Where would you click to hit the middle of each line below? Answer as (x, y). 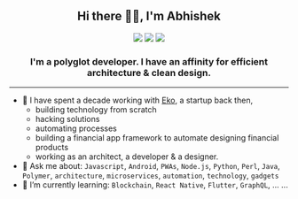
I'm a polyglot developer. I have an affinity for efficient (149, 61)
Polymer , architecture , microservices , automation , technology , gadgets (150, 176)
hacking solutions (67, 119)
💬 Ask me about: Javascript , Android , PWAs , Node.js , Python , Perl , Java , (151, 166)
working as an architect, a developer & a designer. (127, 157)
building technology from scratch (96, 110)
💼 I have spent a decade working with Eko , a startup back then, (137, 100)
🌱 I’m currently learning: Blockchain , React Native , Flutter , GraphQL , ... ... (155, 185)
